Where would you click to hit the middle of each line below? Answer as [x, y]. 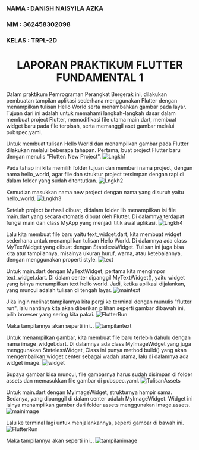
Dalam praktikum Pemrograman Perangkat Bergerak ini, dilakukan [87, 94]
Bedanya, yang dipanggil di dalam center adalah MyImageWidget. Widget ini [99, 398]
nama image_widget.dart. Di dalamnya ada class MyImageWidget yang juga [99, 343]
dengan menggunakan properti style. [51, 259]
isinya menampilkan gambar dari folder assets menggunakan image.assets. [98, 405]
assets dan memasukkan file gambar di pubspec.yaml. [73, 380]
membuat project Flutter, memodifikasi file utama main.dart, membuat [91, 119]
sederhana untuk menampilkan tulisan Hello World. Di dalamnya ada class [97, 240]
